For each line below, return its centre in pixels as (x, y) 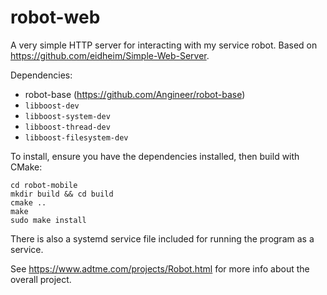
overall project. (41, 279)
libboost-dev (52, 106)
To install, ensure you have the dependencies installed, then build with (155, 156)
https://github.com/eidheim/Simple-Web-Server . (110, 55)
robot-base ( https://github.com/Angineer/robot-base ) (135, 94)
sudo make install (48, 220)
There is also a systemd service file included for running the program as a (162, 238)
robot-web (55, 17)
